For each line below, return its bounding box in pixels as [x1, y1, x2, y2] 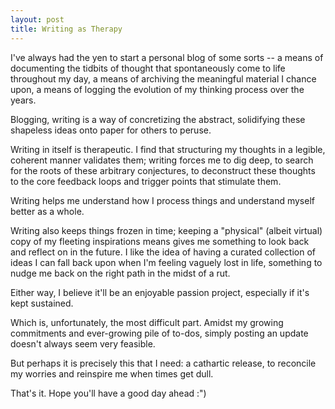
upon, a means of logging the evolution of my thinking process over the [10, 83, 305, 95]
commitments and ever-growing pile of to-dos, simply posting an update [10, 327, 309, 339]
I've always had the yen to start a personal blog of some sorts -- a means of [10, 51, 324, 63]
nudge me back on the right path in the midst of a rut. [10, 267, 231, 279]
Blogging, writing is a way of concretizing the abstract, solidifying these [10, 113, 306, 125]
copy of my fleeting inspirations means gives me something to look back [10, 235, 310, 247]
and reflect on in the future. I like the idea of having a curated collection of [10, 246, 317, 258]
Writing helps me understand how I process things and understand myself [10, 194, 315, 206]
